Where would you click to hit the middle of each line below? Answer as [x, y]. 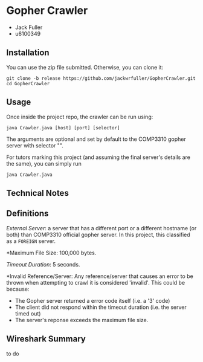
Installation [28, 53]
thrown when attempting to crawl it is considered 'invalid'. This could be [96, 282]
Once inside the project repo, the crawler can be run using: [80, 117]
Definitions [27, 214]
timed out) [28, 313]
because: [18, 289]
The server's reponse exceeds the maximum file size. [82, 320]
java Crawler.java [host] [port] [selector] [63, 128]
